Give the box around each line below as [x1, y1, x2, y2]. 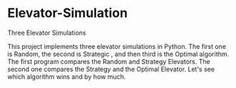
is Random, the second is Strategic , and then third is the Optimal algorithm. [7, 50, 230, 58]
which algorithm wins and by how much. [7, 72, 126, 81]
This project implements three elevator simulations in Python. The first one [7, 42, 227, 50]
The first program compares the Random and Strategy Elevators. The [7, 57, 210, 65]
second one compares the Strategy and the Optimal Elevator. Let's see [7, 65, 215, 73]
